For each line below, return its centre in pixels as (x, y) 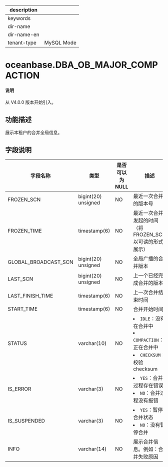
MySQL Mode (60, 43)
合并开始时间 (148, 309)
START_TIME (22, 309)
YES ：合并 (151, 378)
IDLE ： (148, 318)
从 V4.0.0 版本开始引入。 (31, 102)
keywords (19, 18)
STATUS (17, 343)
